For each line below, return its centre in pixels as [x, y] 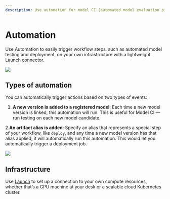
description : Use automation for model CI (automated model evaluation [82, 10]
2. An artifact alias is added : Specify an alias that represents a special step [83, 128]
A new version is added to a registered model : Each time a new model [87, 107]
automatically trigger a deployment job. [46, 144]
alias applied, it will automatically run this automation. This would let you [80, 138]
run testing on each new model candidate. [56, 118]
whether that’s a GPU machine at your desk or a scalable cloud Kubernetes [83, 187]
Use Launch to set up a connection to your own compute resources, [76, 182]
